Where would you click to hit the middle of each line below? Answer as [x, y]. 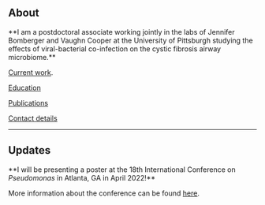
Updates [30, 150]
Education [24, 88]
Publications [28, 102]
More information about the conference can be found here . [104, 193]
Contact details [33, 118]
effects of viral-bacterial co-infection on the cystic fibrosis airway [115, 48]
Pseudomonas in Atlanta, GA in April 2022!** [82, 177]
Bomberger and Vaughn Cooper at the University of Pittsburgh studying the [131, 40]
